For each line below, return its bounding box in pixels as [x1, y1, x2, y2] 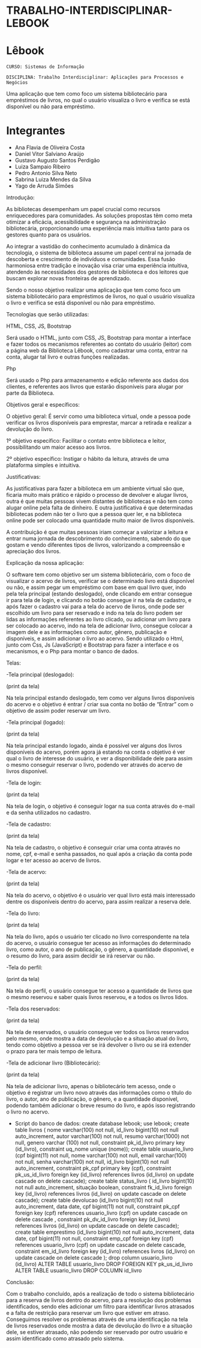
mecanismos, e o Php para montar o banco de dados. [6, 648, 139, 655]
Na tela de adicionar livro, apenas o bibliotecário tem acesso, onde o [6, 1083, 176, 1090]
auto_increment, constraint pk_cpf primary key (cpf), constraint [14, 1165, 172, 1172]
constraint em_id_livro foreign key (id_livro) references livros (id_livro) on [14, 1248, 195, 1255]
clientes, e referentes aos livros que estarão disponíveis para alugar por [6, 383, 184, 390]
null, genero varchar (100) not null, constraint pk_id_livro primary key [14, 1139, 185, 1146]
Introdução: [6, 194, 35, 202]
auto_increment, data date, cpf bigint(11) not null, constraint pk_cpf [14, 1203, 180, 1210]
